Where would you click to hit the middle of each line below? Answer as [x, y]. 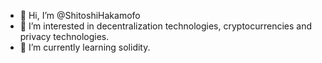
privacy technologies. [64, 36]
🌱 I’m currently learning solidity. [85, 47]
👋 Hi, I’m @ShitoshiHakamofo [80, 15]
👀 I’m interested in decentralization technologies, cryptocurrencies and [166, 26]
